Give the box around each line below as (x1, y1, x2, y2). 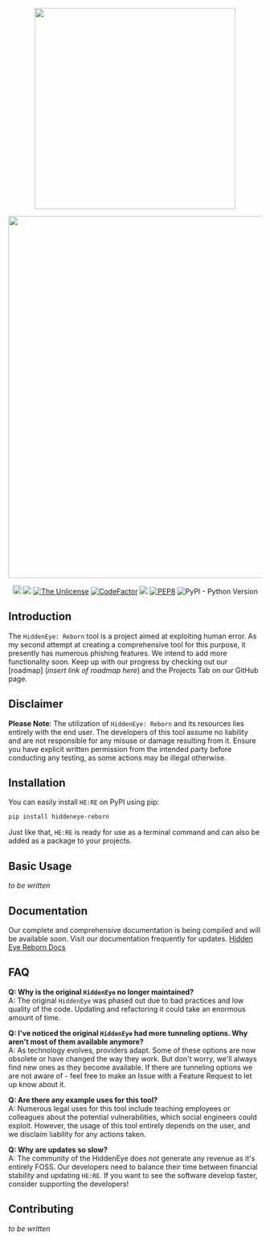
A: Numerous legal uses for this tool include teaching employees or (8, 1103, 231, 1113)
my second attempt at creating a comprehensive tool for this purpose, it (8, 639, 247, 649)
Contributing (8, 1202, 74, 1216)
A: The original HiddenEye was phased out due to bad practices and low (8, 996, 244, 1005)
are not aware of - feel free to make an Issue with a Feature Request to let (8, 1070, 252, 1081)
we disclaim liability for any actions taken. (8, 1129, 146, 1139)
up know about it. (8, 1079, 66, 1089)
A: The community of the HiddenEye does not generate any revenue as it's (8, 1153, 256, 1163)
